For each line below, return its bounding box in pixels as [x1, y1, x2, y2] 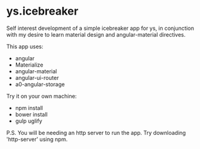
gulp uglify [15, 117, 43, 125]
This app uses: [6, 43, 44, 50]
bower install [15, 111, 48, 118]
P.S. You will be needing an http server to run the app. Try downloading [6, 129, 187, 136]
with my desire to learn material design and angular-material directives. [6, 31, 186, 38]
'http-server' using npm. [6, 136, 68, 143]
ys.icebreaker [6, 4, 78, 18]
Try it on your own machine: [6, 92, 77, 100]
